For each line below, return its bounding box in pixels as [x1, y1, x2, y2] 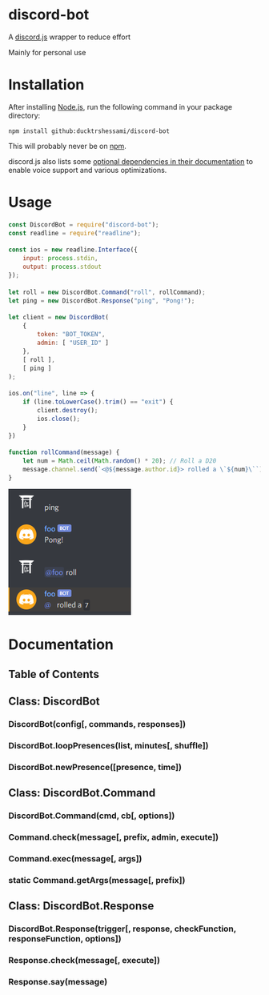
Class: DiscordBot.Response [8, 899, 155, 913]
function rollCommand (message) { [8, 448, 120, 457]
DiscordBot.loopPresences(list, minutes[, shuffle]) [8, 740, 209, 751]
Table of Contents [8, 667, 100, 681]
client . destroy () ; [37, 407, 98, 415]
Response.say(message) [8, 976, 108, 987]
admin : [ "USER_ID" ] [37, 339, 110, 347]
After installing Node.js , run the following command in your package [8, 102, 233, 111]
